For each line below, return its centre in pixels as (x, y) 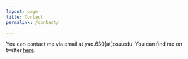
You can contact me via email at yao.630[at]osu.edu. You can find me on (94, 44)
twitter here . (21, 50)
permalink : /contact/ (33, 22)
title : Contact (25, 17)
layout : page (22, 11)
